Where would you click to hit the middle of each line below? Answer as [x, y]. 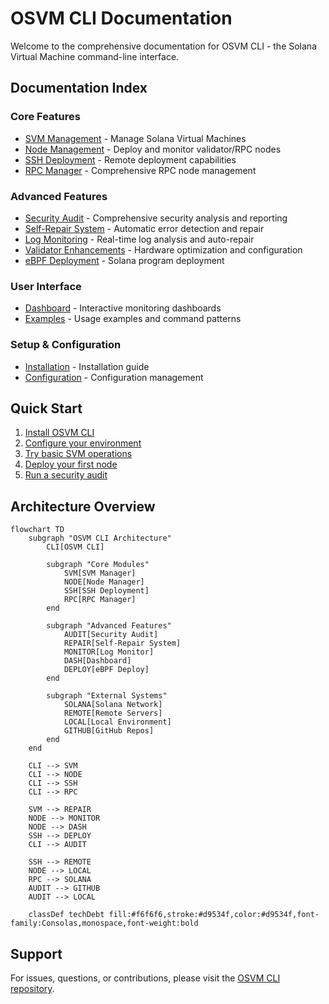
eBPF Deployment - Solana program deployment [124, 260]
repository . [32, 988]
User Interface [46, 286]
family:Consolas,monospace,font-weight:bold [104, 923]
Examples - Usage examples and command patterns [133, 319]
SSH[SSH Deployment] [106, 591]
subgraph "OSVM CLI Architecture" [100, 538]
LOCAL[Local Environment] [117, 722]
